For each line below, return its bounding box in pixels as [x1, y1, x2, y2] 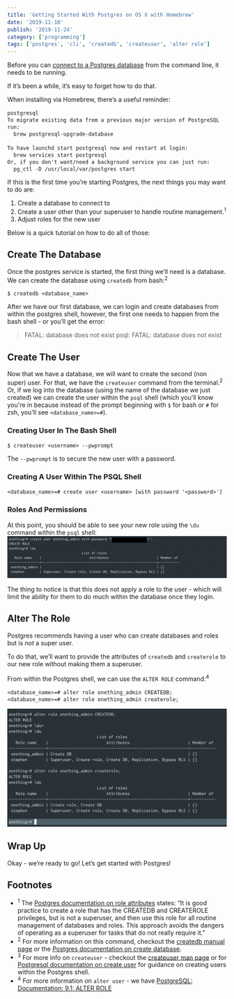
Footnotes [7, 879, 52, 891]
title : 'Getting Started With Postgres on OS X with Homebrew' [7, 11, 195, 18]
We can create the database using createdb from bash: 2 [7, 275, 169, 285]
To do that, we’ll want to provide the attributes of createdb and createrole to [7, 652, 226, 661]
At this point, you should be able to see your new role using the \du [7, 521, 200, 529]
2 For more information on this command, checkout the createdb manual [17, 936, 225, 945]
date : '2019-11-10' [7, 18, 64, 26]
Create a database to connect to [17, 199, 110, 208]
